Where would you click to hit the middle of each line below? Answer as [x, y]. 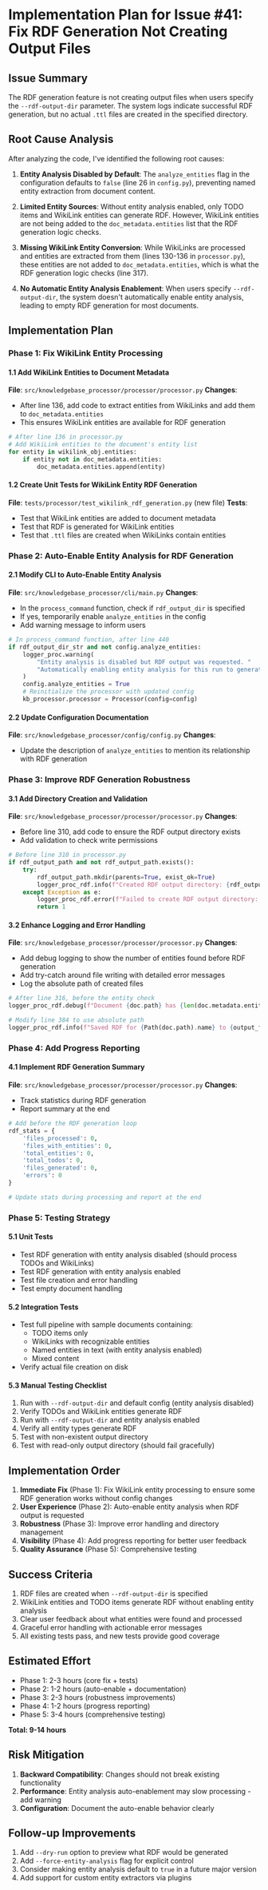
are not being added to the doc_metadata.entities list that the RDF [129, 223]
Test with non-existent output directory [84, 1437]
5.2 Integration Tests [43, 1307]
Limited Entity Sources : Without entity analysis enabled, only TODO [132, 206]
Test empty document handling [71, 1288]
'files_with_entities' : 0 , [67, 1146]
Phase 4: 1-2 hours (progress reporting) [85, 1705]
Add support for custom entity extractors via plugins [106, 1878]
